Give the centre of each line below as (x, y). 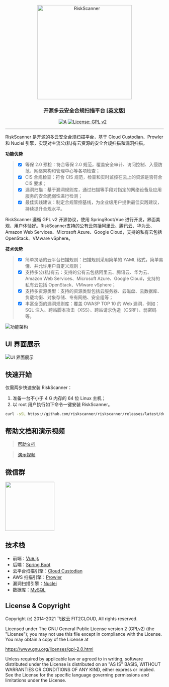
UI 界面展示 (23, 344)
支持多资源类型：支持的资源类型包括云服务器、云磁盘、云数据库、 (93, 291)
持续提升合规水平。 (45, 209)
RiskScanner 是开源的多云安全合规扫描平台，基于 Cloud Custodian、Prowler (84, 137)
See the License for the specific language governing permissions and (77, 675)
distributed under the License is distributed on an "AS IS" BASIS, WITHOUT (83, 664)
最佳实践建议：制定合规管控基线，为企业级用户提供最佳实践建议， (93, 202)
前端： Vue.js (26, 558)
